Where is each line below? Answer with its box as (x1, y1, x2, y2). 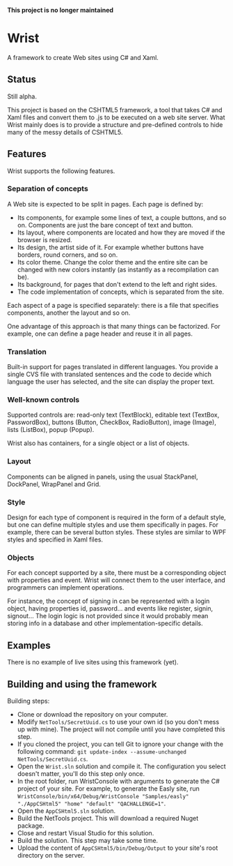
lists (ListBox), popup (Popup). (7, 426, 95, 434)
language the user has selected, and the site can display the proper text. (7, 378, 215, 386)
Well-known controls (7, 395, 80, 405)
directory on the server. (17, 851, 85, 859)
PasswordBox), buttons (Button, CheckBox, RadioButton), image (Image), (7, 418, 217, 426)
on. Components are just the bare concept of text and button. (17, 221, 193, 229)
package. (17, 821, 45, 830)
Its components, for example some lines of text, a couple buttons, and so (17, 213, 227, 222)
